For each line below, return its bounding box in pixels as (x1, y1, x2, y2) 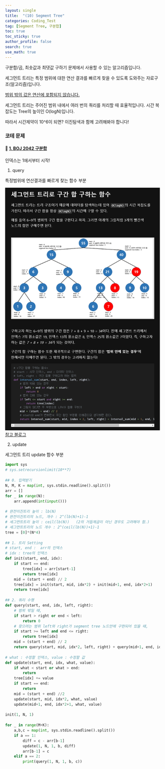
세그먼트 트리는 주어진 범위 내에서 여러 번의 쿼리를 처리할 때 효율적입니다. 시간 (5, 102, 155, 108)
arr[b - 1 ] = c (23, 749, 50, 754)
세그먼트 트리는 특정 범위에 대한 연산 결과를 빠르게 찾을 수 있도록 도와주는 (5, 75, 145, 81)
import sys (5, 462, 27, 467)
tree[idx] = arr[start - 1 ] (23, 566, 76, 571)
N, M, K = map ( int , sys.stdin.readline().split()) (5, 483, 111, 488)
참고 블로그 (5, 432, 27, 438)
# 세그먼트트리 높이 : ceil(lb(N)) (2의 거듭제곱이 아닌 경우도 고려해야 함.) (5, 520, 150, 525)
